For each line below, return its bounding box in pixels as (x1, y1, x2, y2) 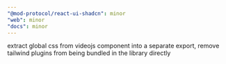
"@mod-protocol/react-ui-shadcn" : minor (7, 10, 127, 17)
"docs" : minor (7, 23, 49, 30)
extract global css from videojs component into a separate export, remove (7, 42, 220, 50)
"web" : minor (7, 17, 45, 23)
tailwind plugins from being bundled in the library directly (7, 49, 171, 57)
